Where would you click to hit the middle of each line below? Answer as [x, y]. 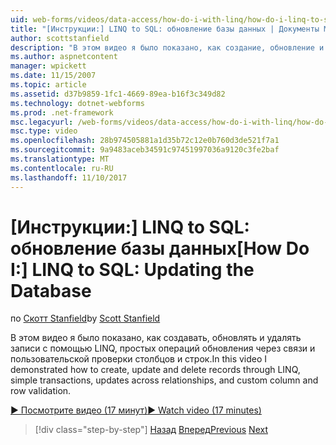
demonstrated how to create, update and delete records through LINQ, [155, 370]
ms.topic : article [48, 85]
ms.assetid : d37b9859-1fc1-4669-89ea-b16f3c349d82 [118, 94]
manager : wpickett [48, 66]
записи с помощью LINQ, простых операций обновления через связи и [163, 348]
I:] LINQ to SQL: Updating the [132, 269]
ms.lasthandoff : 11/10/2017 [69, 177]
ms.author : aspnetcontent [64, 57]
